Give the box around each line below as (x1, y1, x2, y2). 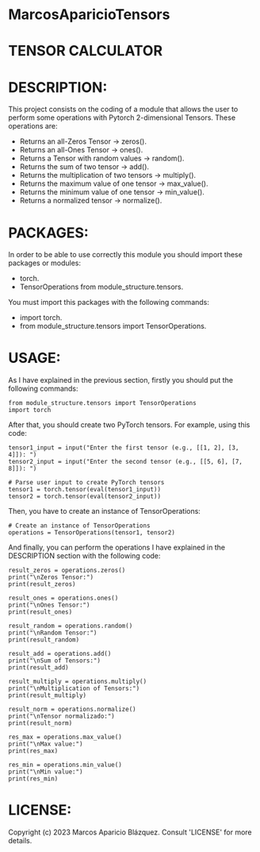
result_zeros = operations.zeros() (8, 566, 126, 575)
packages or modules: (8, 258, 82, 268)
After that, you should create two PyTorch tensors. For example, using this (8, 420, 250, 430)
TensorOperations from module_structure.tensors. (19, 282, 184, 291)
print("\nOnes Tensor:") (8, 601, 90, 609)
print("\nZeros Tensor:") (8, 573, 94, 581)
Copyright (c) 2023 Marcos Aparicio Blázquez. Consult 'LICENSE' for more (8, 827, 252, 837)
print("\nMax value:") (8, 740, 83, 748)
